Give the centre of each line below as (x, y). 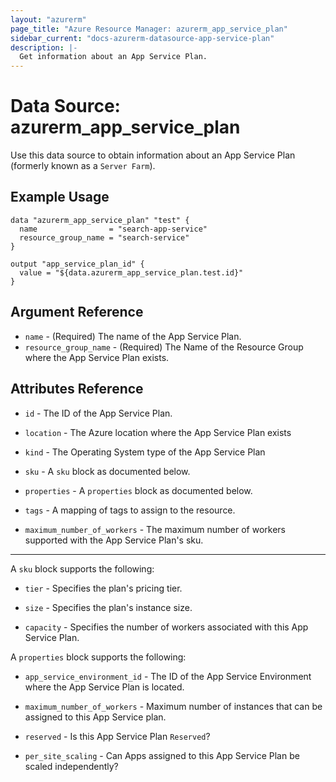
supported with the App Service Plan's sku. (114, 540)
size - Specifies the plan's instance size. (108, 607)
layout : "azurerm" (48, 19)
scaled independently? (71, 766)
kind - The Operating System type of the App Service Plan (145, 452)
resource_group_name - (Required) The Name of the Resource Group (164, 347)
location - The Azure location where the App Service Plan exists (158, 432)
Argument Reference (77, 312)
